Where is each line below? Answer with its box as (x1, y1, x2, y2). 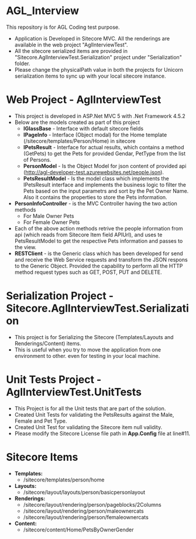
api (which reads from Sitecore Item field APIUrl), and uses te (14, 231, 163, 238)
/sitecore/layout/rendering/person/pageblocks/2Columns (23, 501, 162, 508)
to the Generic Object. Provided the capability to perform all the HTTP (14, 262, 183, 269)
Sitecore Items (6, 450, 78, 464)
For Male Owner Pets (23, 212, 74, 219)
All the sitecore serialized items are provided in (14, 47, 128, 54)
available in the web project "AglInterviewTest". (14, 41, 128, 48)
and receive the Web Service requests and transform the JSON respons (14, 256, 188, 263)
